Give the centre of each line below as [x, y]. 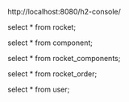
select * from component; [50, 43]
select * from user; [39, 89]
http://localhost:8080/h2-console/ [64, 12]
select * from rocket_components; [64, 58]
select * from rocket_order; [52, 74]
